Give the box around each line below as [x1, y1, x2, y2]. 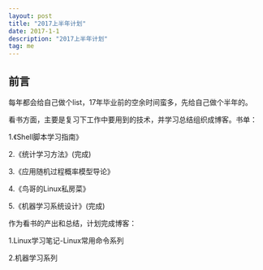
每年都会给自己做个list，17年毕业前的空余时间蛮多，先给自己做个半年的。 [8, 97, 253, 107]
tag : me [8, 42, 35, 50]
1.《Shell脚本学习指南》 [8, 132, 84, 142]
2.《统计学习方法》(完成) [8, 149, 92, 159]
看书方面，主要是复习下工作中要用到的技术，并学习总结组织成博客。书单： [8, 115, 257, 124]
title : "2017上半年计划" [8, 20, 87, 28]
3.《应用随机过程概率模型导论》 [8, 166, 115, 176]
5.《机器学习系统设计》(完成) [8, 201, 106, 211]
